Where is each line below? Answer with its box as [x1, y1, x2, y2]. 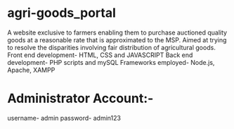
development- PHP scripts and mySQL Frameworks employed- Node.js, [7, 58, 215, 66]
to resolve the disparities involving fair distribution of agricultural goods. [7, 43, 216, 51]
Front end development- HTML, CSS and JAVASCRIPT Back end [7, 51, 193, 59]
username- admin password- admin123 [7, 113, 122, 122]
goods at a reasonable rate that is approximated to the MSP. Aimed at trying [7, 35, 227, 44]
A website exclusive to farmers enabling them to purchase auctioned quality [7, 28, 227, 37]
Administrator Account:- [7, 90, 154, 106]
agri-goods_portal [7, 5, 116, 21]
